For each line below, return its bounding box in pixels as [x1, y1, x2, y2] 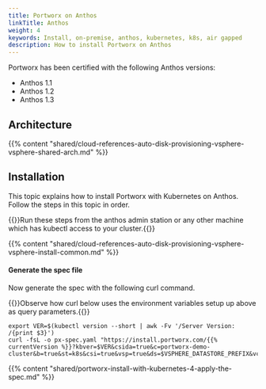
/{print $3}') [8, 329, 55, 337]
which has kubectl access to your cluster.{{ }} [8, 223, 156, 233]
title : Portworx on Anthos [8, 11, 97, 20]
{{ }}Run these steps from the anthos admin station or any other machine [8, 215, 244, 224]
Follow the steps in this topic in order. [8, 200, 131, 209]
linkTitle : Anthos [8, 19, 69, 27]
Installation [8, 170, 65, 184]
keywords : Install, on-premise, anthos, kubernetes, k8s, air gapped [8, 33, 243, 42]
